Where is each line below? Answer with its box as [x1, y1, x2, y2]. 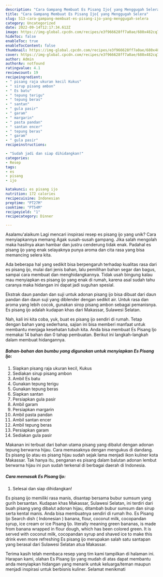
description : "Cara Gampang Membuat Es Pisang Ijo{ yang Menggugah [5, 7, 145, 12]
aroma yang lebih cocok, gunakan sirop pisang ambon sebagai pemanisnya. [5, 302, 157, 308]
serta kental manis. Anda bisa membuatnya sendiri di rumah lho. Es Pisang [5, 511, 154, 516]
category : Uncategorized [5, 20, 56, 26]
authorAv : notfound [5, 61, 45, 66]
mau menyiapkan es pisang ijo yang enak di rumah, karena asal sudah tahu [5, 277, 155, 283]
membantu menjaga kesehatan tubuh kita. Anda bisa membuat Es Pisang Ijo [5, 327, 157, 333]
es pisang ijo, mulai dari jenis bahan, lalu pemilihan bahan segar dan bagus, [5, 267, 156, 272]
